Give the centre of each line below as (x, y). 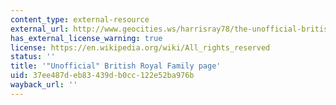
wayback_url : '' (44, 85)
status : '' (33, 57)
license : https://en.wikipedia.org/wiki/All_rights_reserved (140, 47)
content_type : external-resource (80, 19)
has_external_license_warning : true (86, 38)
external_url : (40, 29)
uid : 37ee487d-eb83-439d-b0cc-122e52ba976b (102, 76)
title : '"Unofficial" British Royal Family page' (116, 66)
